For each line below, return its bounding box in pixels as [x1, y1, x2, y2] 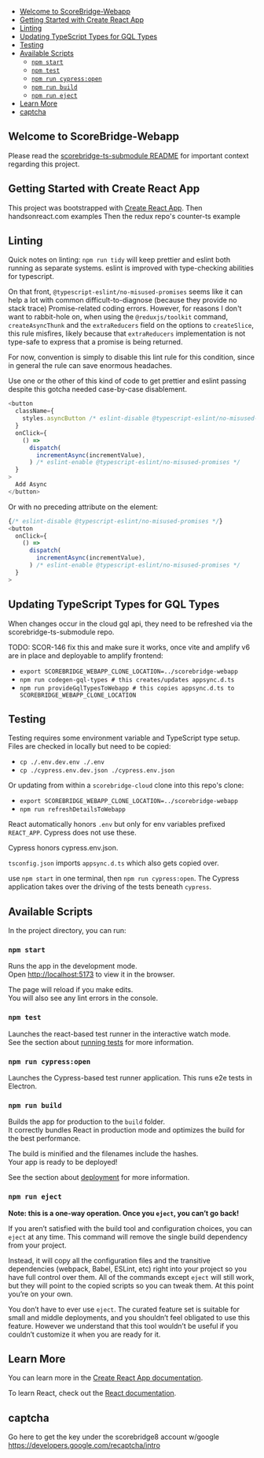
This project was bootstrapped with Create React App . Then [8, 203, 203, 212]
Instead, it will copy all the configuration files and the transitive [8, 1255, 211, 1265]
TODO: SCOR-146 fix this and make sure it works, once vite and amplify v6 [8, 642, 250, 652]
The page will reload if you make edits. [8, 985, 134, 995]
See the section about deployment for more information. [8, 1173, 190, 1182]
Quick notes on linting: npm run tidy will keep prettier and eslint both [8, 255, 230, 265]
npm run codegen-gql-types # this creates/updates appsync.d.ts [19, 675, 235, 684]
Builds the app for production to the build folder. [8, 1117, 166, 1126]
